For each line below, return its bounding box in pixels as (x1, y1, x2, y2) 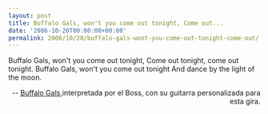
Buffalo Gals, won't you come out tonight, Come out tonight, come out (8, 56, 239, 65)
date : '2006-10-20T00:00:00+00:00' (8, 26, 127, 34)
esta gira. (229, 96, 261, 106)
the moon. (8, 73, 42, 82)
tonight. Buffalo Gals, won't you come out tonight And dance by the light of (8, 65, 255, 74)
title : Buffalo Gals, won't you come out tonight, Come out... (8, 19, 224, 27)
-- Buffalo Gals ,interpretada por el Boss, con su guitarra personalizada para (11, 88, 261, 98)
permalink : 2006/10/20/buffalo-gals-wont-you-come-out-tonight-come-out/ (8, 33, 260, 42)
